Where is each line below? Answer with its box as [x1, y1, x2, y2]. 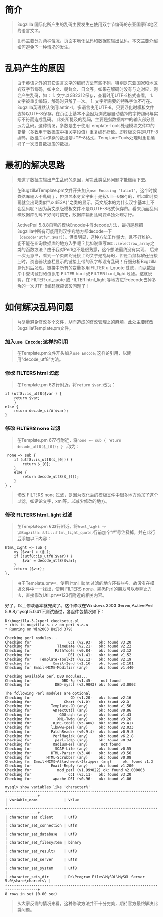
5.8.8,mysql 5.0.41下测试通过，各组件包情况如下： [5, 608, 105, 614]
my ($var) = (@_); [14, 549, 51, 554]
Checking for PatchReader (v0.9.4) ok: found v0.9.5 [5, 729, 134, 734]
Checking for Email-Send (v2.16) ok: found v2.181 [5, 661, 134, 666]
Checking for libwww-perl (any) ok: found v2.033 [5, 725, 134, 730]
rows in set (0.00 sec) [9, 891, 57, 896]
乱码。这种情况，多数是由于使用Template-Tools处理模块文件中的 [25, 122, 155, 128]
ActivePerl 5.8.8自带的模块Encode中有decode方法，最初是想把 [17, 222, 144, 228]
